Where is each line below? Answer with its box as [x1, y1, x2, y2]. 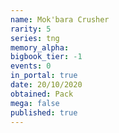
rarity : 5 [10, 24, 52, 34]
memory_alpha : [10, 42, 70, 53]
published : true [10, 107, 78, 118]
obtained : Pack [10, 89, 74, 99]
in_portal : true [10, 71, 78, 81]
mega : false [10, 98, 60, 108]
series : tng [10, 33, 60, 43]
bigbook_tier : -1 [10, 52, 83, 62]
